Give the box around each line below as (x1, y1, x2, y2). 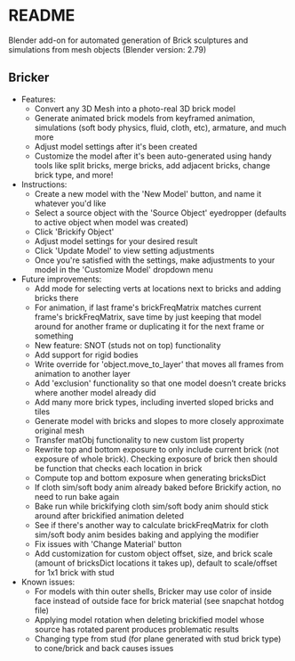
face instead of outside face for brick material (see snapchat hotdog (34, 595, 284, 606)
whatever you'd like (34, 198, 107, 208)
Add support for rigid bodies (34, 349, 139, 360)
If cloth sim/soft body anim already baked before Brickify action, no (34, 482, 282, 493)
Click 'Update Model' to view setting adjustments (34, 245, 215, 256)
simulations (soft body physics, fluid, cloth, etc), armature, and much (34, 122, 287, 133)
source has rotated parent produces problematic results (34, 624, 239, 634)
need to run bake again (34, 491, 120, 502)
